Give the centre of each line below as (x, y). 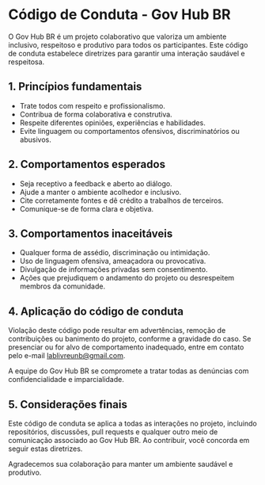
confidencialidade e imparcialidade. (66, 380)
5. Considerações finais (68, 405)
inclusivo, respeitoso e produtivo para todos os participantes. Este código (128, 44)
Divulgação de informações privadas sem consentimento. (114, 269)
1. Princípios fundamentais (75, 87)
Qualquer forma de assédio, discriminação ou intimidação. (115, 253)
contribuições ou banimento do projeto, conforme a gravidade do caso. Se (130, 339)
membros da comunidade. (62, 286)
